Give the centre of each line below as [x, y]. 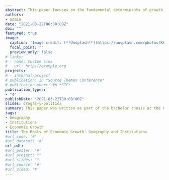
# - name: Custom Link [29, 62]
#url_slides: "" [22, 160]
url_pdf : [14, 146]
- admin [13, 19]
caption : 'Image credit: [36, 43]
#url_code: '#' [21, 137]
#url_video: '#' [22, 169]
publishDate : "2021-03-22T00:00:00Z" [45, 99]
